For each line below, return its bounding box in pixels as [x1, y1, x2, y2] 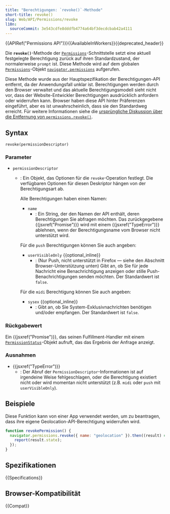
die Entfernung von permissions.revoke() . [5, 114, 93, 120]
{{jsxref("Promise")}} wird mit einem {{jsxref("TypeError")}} [35, 222, 160, 228]
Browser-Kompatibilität [5, 489, 81, 498]
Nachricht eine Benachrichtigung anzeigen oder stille [35, 268, 146, 275]
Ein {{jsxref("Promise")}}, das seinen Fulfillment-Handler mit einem [5, 333, 145, 340]
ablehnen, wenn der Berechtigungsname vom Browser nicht [35, 227, 160, 233]
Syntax [5, 128, 28, 137]
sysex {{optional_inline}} [27, 299, 78, 305]
